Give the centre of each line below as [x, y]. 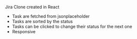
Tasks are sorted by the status [42, 21]
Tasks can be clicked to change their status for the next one [72, 26]
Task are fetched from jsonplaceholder [51, 16]
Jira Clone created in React [32, 7]
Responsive [24, 32]
